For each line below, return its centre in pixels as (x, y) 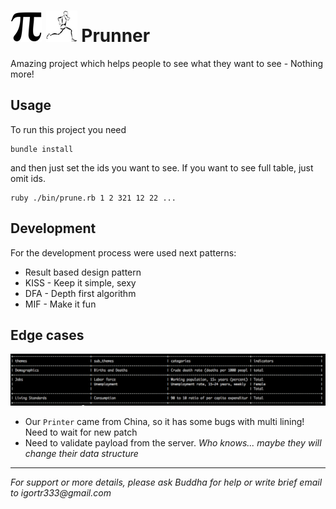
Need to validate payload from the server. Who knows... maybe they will (173, 442)
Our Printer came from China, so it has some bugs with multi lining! (164, 421)
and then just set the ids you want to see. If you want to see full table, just (162, 167)
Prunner (116, 36)
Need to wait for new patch (81, 432)
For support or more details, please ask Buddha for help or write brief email (166, 482)
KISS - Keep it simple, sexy (80, 282)
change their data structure (81, 453)
